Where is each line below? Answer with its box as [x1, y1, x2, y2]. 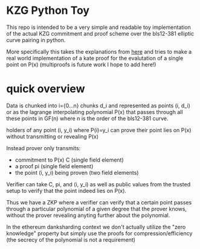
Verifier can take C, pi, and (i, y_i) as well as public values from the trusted [6, 180, 191, 188]
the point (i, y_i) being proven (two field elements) [15, 169, 139, 176]
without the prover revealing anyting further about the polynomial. [6, 212, 170, 219]
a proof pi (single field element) [15, 162, 94, 169]
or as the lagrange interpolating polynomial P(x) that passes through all [6, 108, 183, 115]
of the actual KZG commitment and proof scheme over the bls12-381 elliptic [6, 30, 195, 37]
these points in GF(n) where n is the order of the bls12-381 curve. [6, 115, 169, 122]
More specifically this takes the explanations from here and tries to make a [6, 48, 192, 55]
